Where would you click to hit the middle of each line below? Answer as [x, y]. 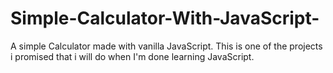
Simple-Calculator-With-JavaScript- [165, 18]
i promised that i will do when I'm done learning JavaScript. [132, 56]
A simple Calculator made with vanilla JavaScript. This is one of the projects [166, 46]
